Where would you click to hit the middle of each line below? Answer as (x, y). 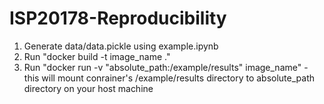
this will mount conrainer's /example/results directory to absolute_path (169, 78)
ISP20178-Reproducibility (118, 18)
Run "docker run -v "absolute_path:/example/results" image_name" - (166, 67)
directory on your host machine (88, 88)
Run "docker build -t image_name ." (97, 56)
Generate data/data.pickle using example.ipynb (121, 46)
